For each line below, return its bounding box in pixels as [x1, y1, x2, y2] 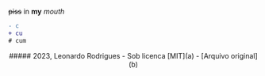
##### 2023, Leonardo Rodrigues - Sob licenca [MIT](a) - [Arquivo [9, 51, 229, 60]
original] [230, 51, 258, 60]
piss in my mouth [8, 7, 65, 16]
